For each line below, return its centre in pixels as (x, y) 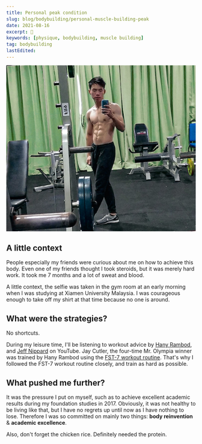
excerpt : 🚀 (20, 32)
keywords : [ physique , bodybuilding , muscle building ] (75, 38)
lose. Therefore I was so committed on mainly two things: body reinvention (100, 416)
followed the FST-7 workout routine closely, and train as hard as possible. (97, 364)
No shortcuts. (23, 333)
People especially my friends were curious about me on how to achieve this (100, 263)
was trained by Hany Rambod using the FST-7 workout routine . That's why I (100, 357)
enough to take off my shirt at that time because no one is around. (88, 300)
